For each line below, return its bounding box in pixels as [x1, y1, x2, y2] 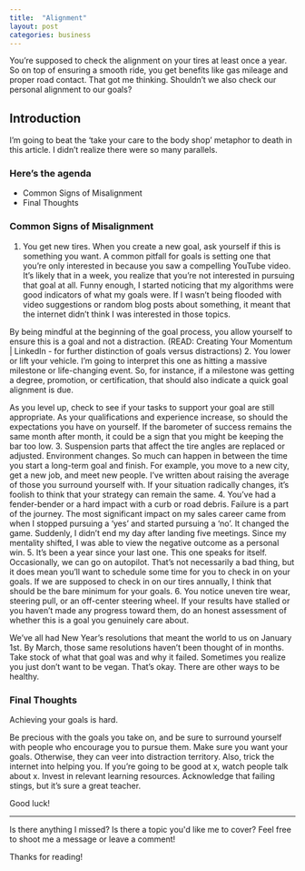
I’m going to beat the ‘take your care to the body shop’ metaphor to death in [9, 135, 293, 146]
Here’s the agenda [9, 167, 93, 180]
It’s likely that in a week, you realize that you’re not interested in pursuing [22, 269, 295, 280]
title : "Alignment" [9, 13, 88, 23]
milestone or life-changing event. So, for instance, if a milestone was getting [9, 365, 295, 376]
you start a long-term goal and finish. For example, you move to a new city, [9, 460, 290, 471]
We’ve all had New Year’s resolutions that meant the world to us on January [9, 632, 292, 643]
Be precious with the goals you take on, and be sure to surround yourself [9, 732, 282, 743]
